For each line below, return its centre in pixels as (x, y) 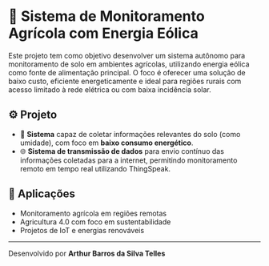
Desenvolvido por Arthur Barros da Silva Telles (87, 253)
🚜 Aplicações (42, 194)
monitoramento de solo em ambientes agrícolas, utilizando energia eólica (129, 64)
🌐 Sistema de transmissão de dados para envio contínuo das (122, 151)
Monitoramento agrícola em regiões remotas (93, 213)
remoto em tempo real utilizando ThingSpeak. (95, 168)
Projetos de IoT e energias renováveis (82, 230)
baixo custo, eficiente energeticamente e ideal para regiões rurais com (125, 81)
